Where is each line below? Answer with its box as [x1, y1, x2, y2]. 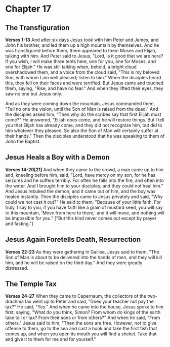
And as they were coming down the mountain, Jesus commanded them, [5, 101, 155, 107]
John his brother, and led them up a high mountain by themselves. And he [5, 42, 159, 48]
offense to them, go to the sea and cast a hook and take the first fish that [5, 326, 157, 332]
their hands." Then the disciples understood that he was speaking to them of [5, 133, 165, 139]
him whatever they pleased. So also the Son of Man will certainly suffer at [5, 128, 159, 134]
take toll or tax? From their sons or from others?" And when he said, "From [5, 314, 160, 321]
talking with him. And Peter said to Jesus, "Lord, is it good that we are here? [5, 53, 163, 59]
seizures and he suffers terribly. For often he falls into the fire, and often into [5, 177, 164, 183]
